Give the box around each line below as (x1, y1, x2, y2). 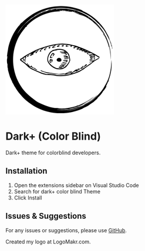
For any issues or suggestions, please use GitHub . (5, 226, 127, 233)
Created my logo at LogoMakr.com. (5, 238, 92, 245)
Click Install (14, 194, 42, 201)
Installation (5, 166, 48, 176)
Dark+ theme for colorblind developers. (5, 149, 101, 156)
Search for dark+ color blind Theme (14, 188, 101, 195)
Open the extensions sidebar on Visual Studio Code (14, 181, 139, 189)
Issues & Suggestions (5, 211, 86, 221)
